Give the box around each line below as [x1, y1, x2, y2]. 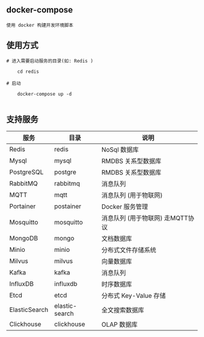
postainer [54, 202, 82, 210]
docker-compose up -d [17, 91, 72, 97]
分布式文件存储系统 [101, 246, 157, 254]
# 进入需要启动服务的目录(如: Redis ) [6, 58, 93, 64]
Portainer [9, 202, 36, 210]
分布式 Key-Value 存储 [101, 291, 166, 300]
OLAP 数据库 [101, 321, 138, 329]
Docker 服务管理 [101, 203, 149, 211]
